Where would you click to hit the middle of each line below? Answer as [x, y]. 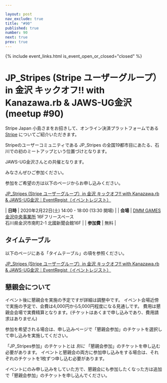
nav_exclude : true [24, 19]
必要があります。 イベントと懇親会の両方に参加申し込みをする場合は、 [78, 353]
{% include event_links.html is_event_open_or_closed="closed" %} [74, 56]
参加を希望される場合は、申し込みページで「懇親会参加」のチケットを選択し [84, 329]
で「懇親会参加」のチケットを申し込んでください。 [58, 376]
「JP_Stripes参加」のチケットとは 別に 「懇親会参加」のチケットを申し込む [83, 346]
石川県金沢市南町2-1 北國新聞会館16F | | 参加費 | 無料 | [61, 223]
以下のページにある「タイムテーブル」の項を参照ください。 [66, 253]
